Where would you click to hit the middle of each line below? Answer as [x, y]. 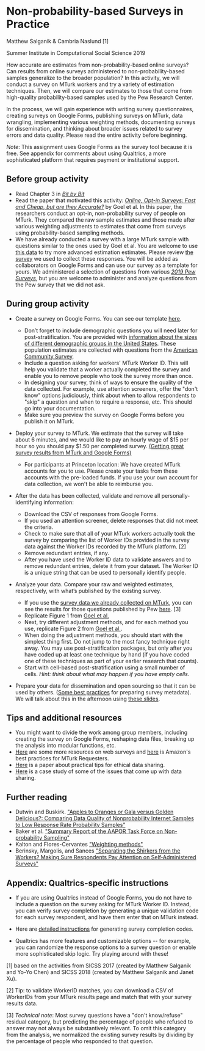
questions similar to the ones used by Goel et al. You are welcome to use [106, 245]
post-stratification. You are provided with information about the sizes [111, 336]
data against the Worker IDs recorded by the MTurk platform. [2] [105, 546]
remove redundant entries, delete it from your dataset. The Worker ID [111, 566]
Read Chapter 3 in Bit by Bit [50, 194]
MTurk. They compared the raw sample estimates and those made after [105, 220]
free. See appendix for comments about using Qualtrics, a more [86, 153]
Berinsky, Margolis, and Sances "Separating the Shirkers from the [98, 851]
